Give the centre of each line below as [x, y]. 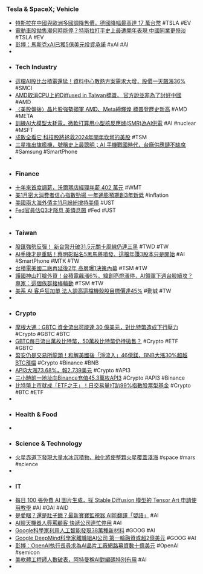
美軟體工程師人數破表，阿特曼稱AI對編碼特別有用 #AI [81, 559]
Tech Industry [36, 67]
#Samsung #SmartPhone [46, 151]
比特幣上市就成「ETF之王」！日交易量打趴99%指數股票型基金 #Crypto [103, 386]
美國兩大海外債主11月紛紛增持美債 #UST [65, 202]
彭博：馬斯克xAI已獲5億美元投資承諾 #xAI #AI [72, 45]
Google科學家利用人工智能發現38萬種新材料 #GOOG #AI [85, 530]
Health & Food [36, 415]
